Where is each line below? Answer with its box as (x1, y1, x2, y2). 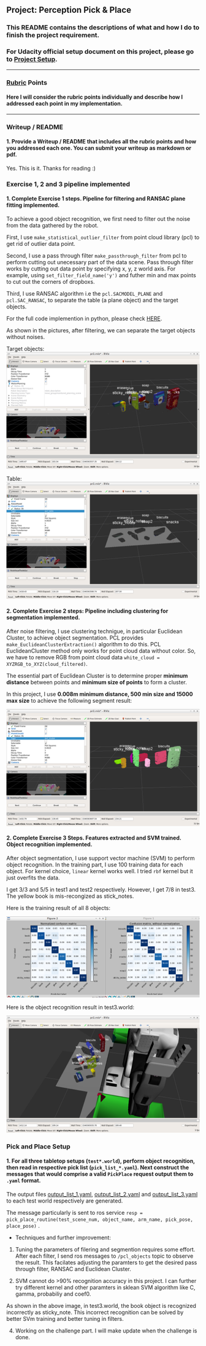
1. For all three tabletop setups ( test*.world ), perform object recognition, (6, 1157, 195, 1164)
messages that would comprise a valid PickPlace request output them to (6, 1171, 194, 1178)
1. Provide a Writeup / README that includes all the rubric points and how (6, 138, 197, 145)
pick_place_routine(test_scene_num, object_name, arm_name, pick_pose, (6, 1217, 193, 1223)
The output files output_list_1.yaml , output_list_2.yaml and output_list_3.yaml (6, 1191, 198, 1198)
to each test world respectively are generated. (6, 1197, 123, 1204)
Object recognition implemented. (6, 841, 93, 848)
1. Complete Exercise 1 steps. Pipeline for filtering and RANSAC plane (6, 195, 186, 202)
